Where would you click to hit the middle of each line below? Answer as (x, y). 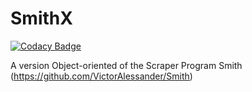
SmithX (41, 18)
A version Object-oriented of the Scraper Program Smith (126, 65)
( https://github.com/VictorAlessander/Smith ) (101, 76)
